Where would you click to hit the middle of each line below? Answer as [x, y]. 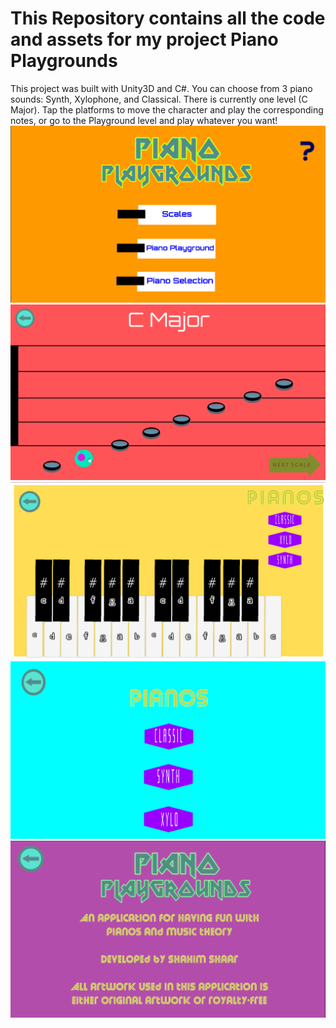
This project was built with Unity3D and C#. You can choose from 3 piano [161, 88]
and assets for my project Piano [144, 39]
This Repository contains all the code [168, 18]
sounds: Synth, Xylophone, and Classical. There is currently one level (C [159, 99]
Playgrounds [64, 61]
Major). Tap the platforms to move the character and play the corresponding [167, 109]
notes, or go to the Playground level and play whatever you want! [144, 120]
